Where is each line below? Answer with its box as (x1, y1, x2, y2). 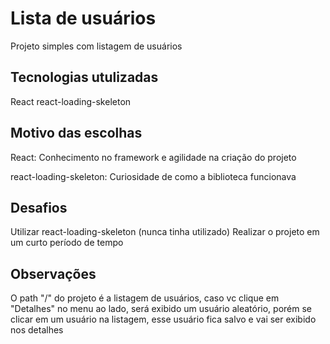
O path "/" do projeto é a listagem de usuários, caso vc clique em (10, 292, 280, 304)
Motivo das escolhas (10, 125, 143, 142)
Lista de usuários (10, 7, 157, 30)
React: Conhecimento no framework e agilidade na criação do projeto (10, 151, 297, 163)
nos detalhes (10, 324, 64, 336)
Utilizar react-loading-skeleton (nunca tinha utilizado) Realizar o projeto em (10, 226, 320, 238)
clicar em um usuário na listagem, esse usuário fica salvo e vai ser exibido (10, 313, 317, 326)
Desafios (10, 199, 68, 216)
